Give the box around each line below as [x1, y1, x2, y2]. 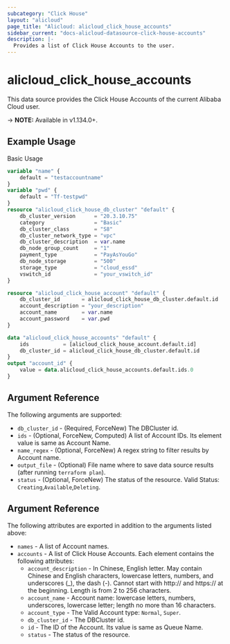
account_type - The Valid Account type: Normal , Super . [27, 608, 182, 616]
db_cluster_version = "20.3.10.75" [19, 213, 138, 220]
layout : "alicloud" [7, 17, 64, 24]
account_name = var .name [19, 309, 113, 316]
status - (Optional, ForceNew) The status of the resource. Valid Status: [17, 475, 220, 483]
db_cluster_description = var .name [19, 238, 126, 246]
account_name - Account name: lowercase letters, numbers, [27, 593, 196, 602]
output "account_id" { [7, 360, 73, 367]
